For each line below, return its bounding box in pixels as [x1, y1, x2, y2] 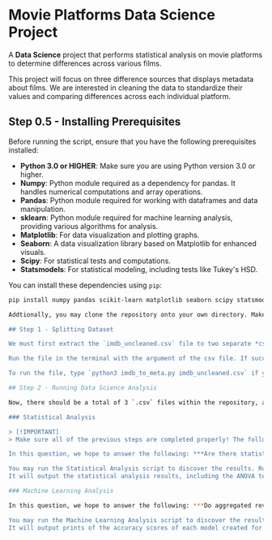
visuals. [19, 247, 46, 257]
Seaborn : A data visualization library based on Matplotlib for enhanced [19, 238, 257, 248]
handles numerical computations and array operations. [19, 187, 203, 197]
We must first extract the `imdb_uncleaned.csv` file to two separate [8, 339, 252, 348]
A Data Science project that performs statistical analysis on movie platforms [8, 50, 263, 59]
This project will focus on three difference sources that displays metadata [8, 74, 254, 84]
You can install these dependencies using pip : [8, 280, 163, 290]
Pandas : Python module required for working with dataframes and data [19, 195, 258, 205]
